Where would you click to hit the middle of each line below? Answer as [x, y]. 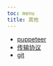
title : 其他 [23, 20]
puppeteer [31, 39]
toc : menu [21, 13]
